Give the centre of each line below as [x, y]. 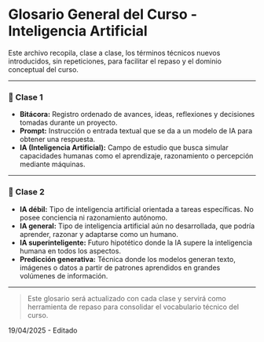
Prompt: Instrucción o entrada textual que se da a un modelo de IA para [136, 131]
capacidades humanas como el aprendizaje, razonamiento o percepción [136, 156]
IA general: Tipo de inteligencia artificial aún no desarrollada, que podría [137, 226]
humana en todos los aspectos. [70, 251]
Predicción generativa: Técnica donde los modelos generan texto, [127, 259]
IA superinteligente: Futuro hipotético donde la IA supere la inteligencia [136, 242]
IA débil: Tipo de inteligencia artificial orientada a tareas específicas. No [136, 209]
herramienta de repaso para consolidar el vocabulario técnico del [133, 307]
